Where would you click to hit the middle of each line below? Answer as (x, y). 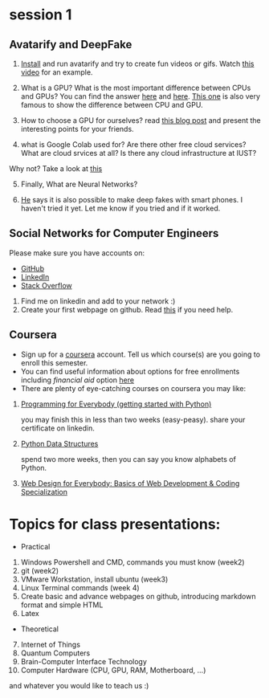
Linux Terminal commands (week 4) (80, 587)
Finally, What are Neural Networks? (79, 184)
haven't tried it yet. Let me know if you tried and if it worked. (120, 208)
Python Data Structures (59, 443)
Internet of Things (51, 644)
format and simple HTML (62, 605)
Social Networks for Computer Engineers (114, 233)
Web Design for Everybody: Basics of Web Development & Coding (130, 483)
